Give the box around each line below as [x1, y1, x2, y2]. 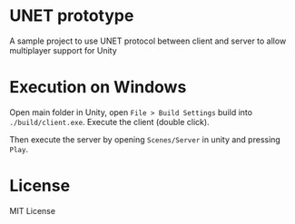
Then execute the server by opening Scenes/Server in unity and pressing [9, 133, 281, 145]
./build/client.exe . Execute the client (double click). [9, 116, 211, 127]
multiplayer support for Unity [9, 44, 118, 55]
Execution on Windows [9, 77, 187, 98]
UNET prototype [9, 5, 134, 26]
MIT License [9, 205, 56, 216]
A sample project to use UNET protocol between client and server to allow [9, 35, 287, 46]
